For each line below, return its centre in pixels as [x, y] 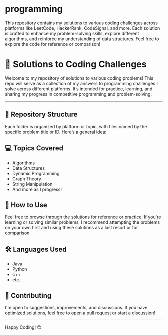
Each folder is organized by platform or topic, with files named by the [76, 126]
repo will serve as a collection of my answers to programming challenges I [82, 83]
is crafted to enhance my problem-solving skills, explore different [72, 33]
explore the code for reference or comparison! [53, 44]
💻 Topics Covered [34, 148]
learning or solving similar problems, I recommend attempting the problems [83, 222]
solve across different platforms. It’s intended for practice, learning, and [79, 89]
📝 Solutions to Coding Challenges [76, 65]
